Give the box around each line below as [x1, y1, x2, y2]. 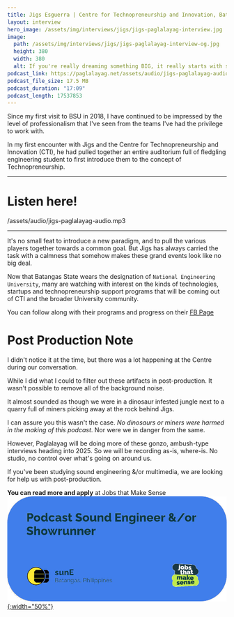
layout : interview [7, 18, 61, 26]
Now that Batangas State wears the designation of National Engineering [7, 273, 216, 281]
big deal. [7, 259, 33, 268]
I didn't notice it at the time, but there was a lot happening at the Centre [7, 356, 212, 364]
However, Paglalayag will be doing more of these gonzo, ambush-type [7, 439, 209, 448]
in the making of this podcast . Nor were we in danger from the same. [7, 426, 205, 434]
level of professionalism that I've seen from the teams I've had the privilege [7, 119, 223, 128]
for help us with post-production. [7, 475, 102, 484]
